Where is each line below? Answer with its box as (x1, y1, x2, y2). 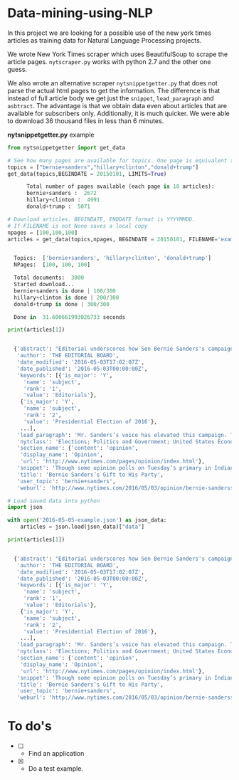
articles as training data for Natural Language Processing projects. (7, 36, 202, 44)
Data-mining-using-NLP (7, 5, 153, 21)
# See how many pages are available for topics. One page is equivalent (7, 157, 228, 164)
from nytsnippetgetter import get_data (7, 144, 126, 151)
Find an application (28, 749, 85, 758)
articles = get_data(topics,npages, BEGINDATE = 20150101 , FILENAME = (7, 236, 218, 243)
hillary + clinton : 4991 (26, 196, 100, 204)
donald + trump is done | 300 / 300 (14, 300, 110, 307)
